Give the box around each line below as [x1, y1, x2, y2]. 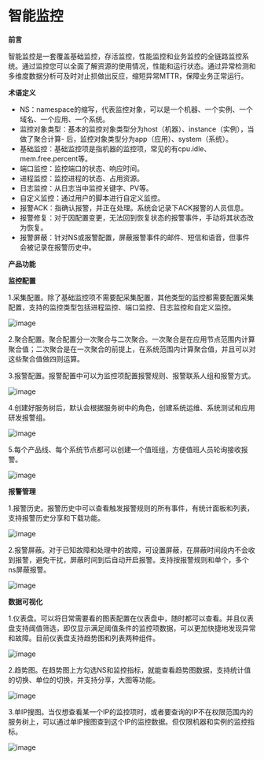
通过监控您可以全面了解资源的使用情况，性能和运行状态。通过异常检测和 [21, 61, 256, 71]
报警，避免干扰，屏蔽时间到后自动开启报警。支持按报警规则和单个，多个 [14, 554, 249, 564]
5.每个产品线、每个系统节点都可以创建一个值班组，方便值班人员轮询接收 [8, 444, 241, 454]
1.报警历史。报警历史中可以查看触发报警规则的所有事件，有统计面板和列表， [8, 503, 254, 513]
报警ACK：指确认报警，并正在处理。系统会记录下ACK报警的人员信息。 [19, 202, 248, 213]
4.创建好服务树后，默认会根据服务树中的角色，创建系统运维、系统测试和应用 [8, 402, 255, 412]
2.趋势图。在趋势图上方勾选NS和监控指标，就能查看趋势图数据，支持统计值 [8, 665, 251, 674]
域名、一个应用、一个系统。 [19, 114, 110, 124]
